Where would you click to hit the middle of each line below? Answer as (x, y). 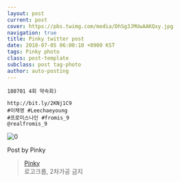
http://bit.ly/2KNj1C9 (40, 103)
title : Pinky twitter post (46, 39)
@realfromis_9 (27, 124)
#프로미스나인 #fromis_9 (38, 117)
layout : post (26, 13)
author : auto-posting (38, 71)
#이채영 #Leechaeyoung (37, 111)
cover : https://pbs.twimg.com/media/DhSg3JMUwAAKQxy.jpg (90, 26)
